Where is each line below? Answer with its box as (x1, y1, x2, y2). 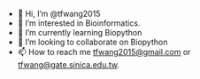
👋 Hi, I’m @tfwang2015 (17, 9, 101, 19)
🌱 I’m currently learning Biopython (17, 28, 142, 37)
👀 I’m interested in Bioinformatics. (17, 18, 141, 28)
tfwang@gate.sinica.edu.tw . (17, 59, 119, 70)
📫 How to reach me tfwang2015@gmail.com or (17, 47, 191, 57)
